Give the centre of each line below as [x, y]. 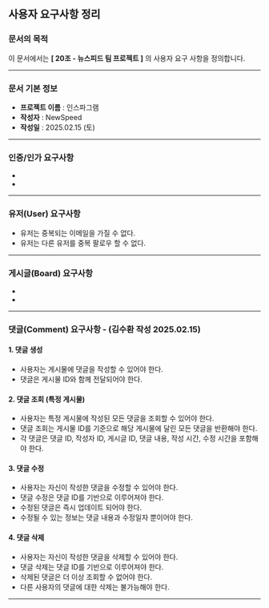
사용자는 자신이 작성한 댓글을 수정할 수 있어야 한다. [99, 488]
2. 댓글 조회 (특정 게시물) [47, 399]
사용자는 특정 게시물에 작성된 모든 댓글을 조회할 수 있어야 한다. [117, 418]
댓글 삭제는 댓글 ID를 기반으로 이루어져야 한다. [92, 566]
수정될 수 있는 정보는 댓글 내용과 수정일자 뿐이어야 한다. [106, 517]
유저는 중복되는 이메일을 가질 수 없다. [78, 233]
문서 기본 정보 [33, 88]
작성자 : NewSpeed [51, 117]
